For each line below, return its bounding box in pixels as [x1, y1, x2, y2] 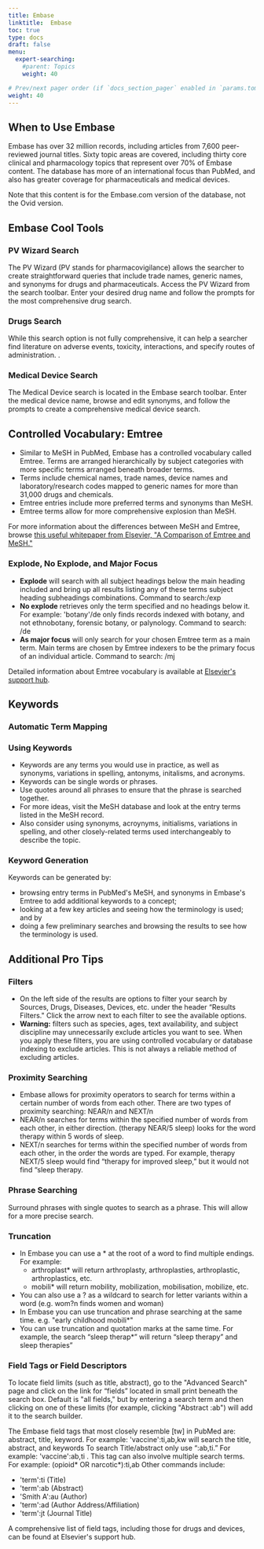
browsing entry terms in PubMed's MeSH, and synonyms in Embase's [19, 888, 246, 897]
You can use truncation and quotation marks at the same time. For [19, 1324, 234, 1334]
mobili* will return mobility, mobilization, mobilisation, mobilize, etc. [31, 1282, 249, 1292]
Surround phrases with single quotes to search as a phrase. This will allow [8, 1202, 248, 1212]
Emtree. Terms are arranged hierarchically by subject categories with [19, 457, 244, 466]
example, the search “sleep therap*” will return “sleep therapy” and [19, 1332, 238, 1341]
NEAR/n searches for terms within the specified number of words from [19, 1115, 248, 1124]
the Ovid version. [8, 198, 64, 208]
